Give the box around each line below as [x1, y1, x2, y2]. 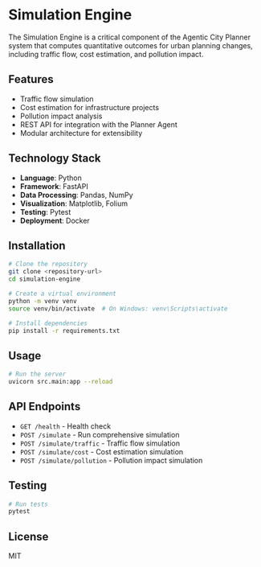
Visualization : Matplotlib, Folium [19, 199, 128, 208]
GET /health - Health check [19, 421, 111, 431]
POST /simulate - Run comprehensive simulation [19, 429, 180, 439]
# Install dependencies [8, 319, 88, 327]
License [8, 529, 49, 544]
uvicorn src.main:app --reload [8, 378, 113, 386]
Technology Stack [8, 151, 101, 166]
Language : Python [19, 173, 82, 183]
